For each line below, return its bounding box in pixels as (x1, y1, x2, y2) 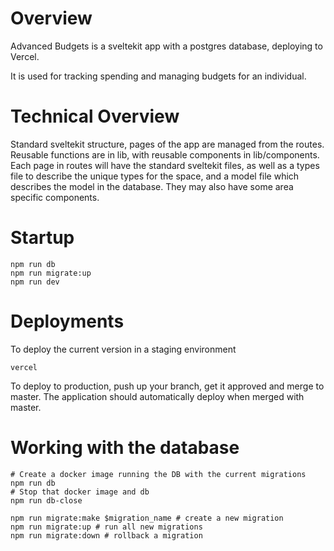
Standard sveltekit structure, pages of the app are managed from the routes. (10, 138, 325, 150)
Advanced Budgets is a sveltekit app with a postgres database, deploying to (10, 40, 323, 52)
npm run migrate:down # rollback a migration (10, 530, 203, 541)
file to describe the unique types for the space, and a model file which (10, 170, 300, 182)
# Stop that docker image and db (10, 487, 150, 497)
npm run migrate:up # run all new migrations (10, 522, 203, 532)
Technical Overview (10, 105, 180, 128)
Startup (10, 227, 75, 249)
